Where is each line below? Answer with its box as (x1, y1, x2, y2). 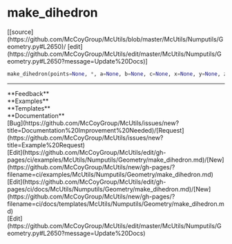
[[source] (7, 28, 34, 36)
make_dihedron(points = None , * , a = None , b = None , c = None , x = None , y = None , (7, 71, 221, 77)
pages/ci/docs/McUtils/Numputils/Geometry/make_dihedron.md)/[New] (7, 185, 211, 193)
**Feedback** (7, 89, 50, 97)
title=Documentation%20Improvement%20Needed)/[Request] (7, 126, 184, 134)
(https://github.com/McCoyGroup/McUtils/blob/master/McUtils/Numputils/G (7, 35, 224, 43)
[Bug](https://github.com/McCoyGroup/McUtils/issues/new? (7, 119, 180, 127)
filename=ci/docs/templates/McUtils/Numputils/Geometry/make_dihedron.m (7, 199, 224, 208)
